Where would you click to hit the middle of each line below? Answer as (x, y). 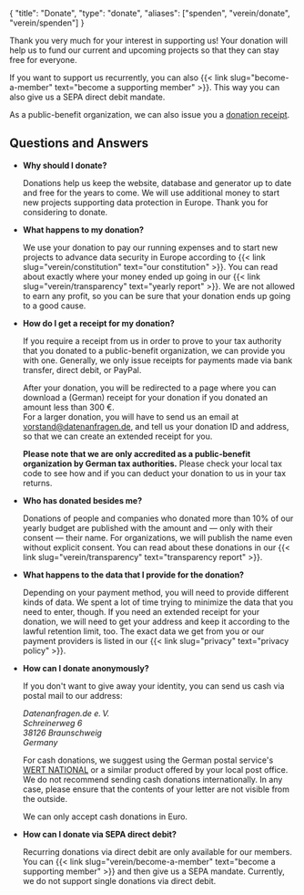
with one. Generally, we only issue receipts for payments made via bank (157, 360)
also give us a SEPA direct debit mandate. (87, 97)
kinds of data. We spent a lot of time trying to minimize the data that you (158, 602)
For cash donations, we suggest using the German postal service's (148, 760)
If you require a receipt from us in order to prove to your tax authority (152, 340)
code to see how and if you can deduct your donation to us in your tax (154, 473)
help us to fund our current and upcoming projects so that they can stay (144, 50)
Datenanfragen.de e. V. (66, 713)
